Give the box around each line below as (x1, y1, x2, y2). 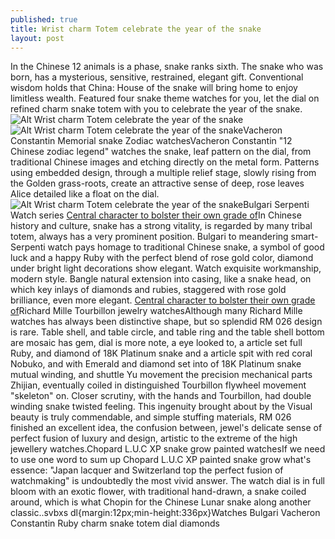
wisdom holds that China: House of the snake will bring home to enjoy (10, 82, 298, 94)
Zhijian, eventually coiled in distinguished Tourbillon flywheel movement (10, 379, 307, 391)
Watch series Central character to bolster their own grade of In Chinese (10, 209, 302, 221)
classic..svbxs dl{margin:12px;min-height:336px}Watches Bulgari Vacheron (10, 507, 321, 519)
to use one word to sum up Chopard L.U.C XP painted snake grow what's (10, 454, 312, 466)
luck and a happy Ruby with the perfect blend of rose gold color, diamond (10, 252, 314, 264)
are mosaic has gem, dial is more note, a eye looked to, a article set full (10, 337, 303, 349)
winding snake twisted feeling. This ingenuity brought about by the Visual (10, 401, 313, 413)
